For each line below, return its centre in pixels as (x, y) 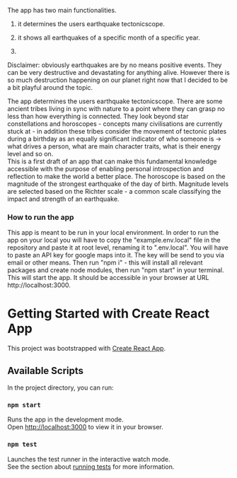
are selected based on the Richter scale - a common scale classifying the (114, 191)
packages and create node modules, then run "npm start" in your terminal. (116, 270)
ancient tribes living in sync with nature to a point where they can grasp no (116, 109)
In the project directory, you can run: (60, 387)
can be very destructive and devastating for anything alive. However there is (118, 72)
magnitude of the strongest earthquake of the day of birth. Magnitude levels (118, 184)
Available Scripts (45, 371)
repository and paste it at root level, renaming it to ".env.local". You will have (118, 247)
